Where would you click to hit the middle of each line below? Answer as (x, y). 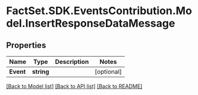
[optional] (108, 72)
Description (72, 62)
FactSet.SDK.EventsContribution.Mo (99, 11)
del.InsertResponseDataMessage (91, 23)
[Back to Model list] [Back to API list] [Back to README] (74, 86)
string (40, 72)
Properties (26, 45)
